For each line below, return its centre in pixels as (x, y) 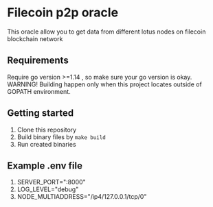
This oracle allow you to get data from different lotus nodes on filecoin (106, 32)
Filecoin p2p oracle (63, 13)
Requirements (38, 61)
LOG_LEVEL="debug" (48, 189)
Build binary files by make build (61, 137)
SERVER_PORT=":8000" (51, 182)
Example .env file (45, 166)
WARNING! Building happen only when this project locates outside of (105, 84)
